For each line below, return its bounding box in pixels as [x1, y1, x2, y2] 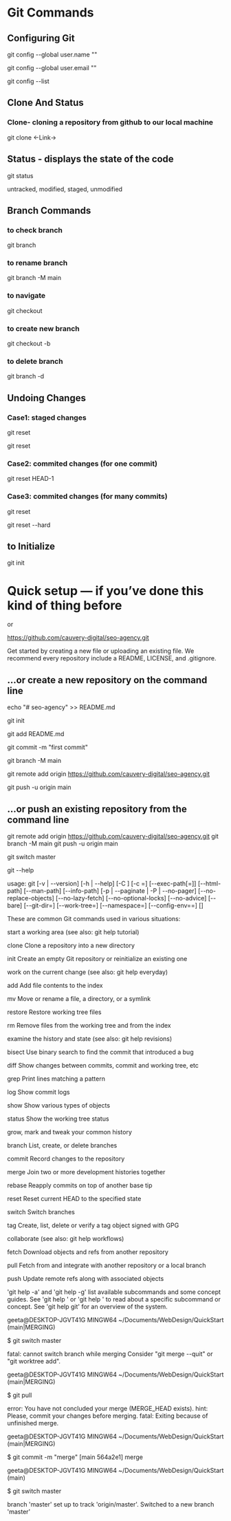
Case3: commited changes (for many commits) [7, 492, 168, 501]
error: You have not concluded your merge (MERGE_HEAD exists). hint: [7, 1405, 208, 1413]
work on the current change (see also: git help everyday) [7, 968, 168, 976]
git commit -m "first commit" [7, 743, 88, 751]
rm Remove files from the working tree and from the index [7, 1022, 171, 1030]
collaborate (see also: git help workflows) [7, 1235, 124, 1243]
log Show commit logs [7, 1088, 70, 1097]
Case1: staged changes [7, 413, 87, 422]
